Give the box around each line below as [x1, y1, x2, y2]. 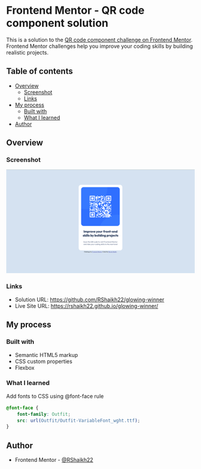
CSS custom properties [14, 358, 73, 365]
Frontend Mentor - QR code [6, 4, 145, 17]
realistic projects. [6, 49, 49, 56]
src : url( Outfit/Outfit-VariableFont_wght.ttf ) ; [17, 417, 141, 423]
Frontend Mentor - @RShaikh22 [14, 456, 94, 464]
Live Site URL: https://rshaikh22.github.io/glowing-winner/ [14, 302, 159, 309]
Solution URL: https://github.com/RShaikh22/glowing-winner [14, 296, 165, 303]
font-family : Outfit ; [17, 411, 71, 417]
